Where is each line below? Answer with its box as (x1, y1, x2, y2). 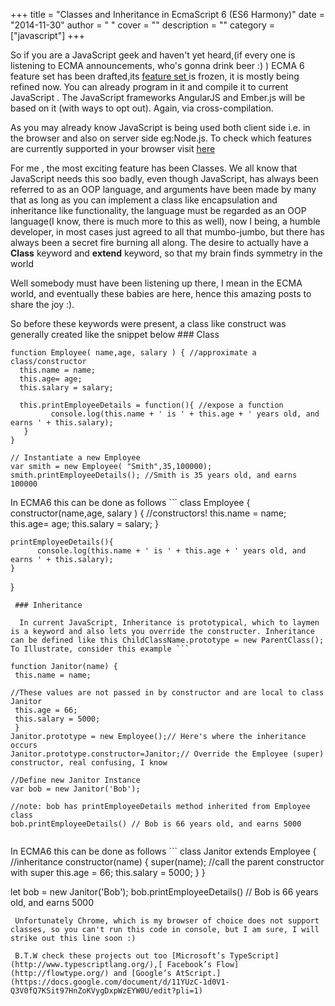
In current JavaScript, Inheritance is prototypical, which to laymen (19, 618, 320, 628)
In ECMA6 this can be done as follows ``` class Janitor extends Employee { (10, 845, 317, 857)
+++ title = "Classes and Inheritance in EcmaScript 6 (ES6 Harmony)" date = (10, 9, 325, 20)
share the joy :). (10, 299, 75, 310)
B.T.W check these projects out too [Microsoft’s (14, 951, 226, 961)
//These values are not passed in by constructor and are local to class (10, 688, 325, 698)
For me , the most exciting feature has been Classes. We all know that (10, 162, 298, 174)
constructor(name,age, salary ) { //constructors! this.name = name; (10, 507, 287, 519)
